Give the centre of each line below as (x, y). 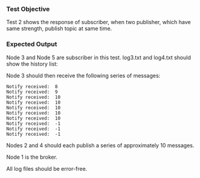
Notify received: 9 (32, 92)
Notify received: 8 (32, 86)
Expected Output (32, 44)
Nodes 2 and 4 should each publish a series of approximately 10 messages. (100, 145)
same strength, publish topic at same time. (59, 28)
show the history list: (32, 64)
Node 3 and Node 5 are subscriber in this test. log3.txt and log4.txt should (99, 57)
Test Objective (28, 9)
